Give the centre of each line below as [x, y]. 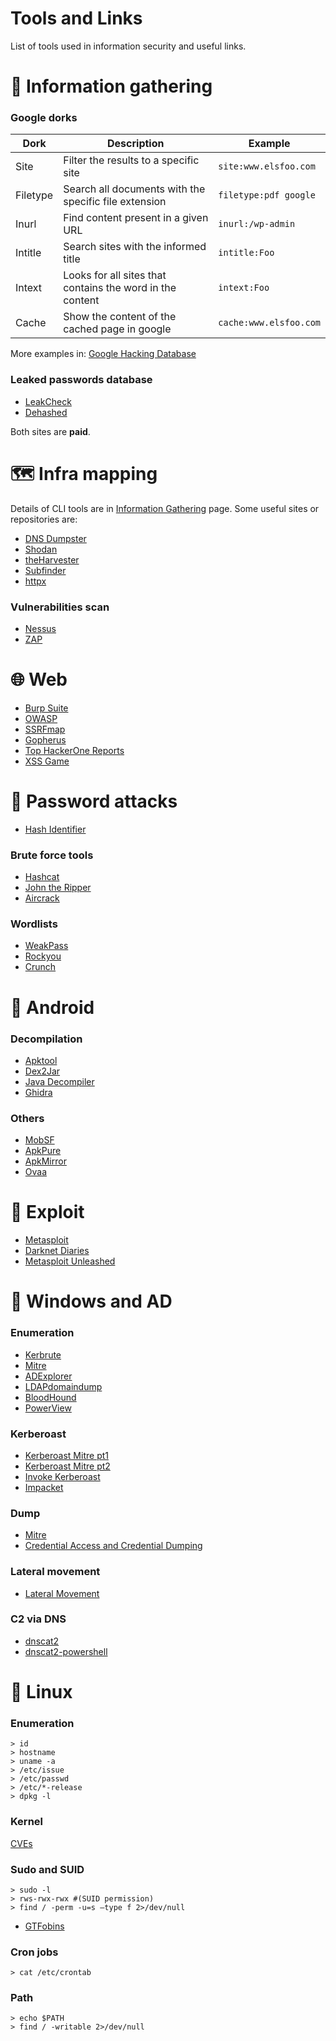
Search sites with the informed [135, 247]
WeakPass [46, 946]
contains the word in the [120, 288]
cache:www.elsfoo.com [269, 323]
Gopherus [45, 739]
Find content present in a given [136, 218]
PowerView [48, 1408]
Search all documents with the [134, 189]
